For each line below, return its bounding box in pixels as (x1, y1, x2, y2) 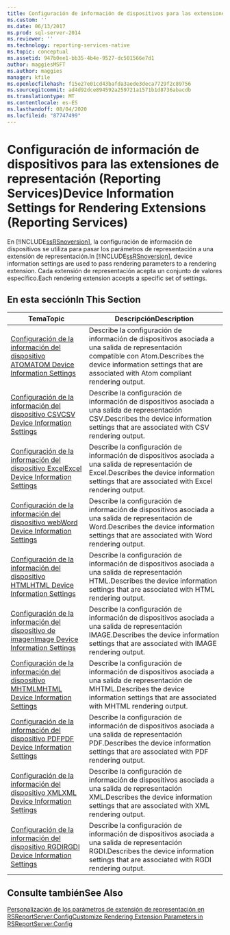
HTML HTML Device (10, 581, 74, 590)
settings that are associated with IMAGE (88, 639, 217, 649)
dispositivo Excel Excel (10, 464, 82, 474)
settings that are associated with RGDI (88, 855, 212, 865)
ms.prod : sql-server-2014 (7, 29, 81, 36)
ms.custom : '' (7, 16, 48, 23)
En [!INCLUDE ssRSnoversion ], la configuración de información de (7, 238, 193, 246)
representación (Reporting (7, 171, 162, 186)
